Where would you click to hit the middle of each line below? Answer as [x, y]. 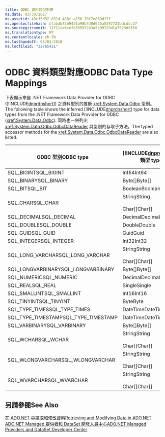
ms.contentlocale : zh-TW [30, 37]
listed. [11, 137]
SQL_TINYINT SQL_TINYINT [39, 301]
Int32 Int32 [135, 241]
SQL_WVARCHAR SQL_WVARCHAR [48, 380]
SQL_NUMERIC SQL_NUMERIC [42, 277]
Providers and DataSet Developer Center [46, 430]
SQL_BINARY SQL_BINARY [38, 181]
